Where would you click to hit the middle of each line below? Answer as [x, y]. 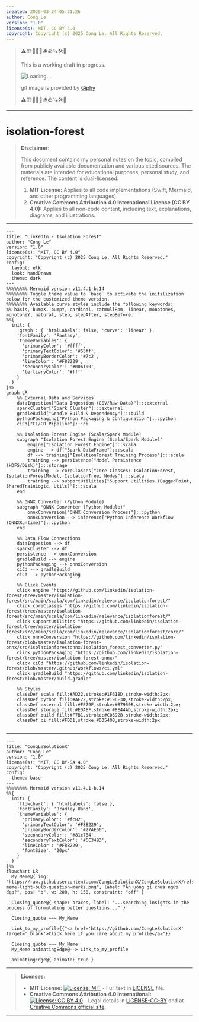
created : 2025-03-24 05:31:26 [44, 12]
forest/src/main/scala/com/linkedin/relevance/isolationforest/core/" [95, 632]
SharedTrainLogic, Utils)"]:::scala [51, 487]
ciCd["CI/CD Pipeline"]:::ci [53, 424]
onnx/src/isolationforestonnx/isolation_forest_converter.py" [84, 648]
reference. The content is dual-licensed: [70, 178]
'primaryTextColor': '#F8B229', [62, 825]
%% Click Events [37, 585]
